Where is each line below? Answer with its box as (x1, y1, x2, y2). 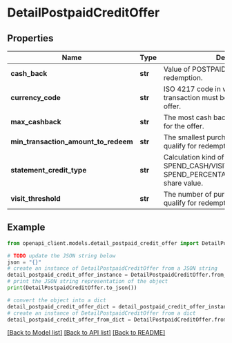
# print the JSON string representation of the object (7, 278, 168, 285)
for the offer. (163, 121, 204, 130)
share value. (163, 178, 204, 188)
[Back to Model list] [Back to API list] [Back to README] (7, 329, 166, 337)
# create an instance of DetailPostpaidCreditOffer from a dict (7, 309, 196, 317)
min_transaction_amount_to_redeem (10, 137, 133, 146)
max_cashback (10, 117, 61, 126)
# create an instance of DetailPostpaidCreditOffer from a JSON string (7, 265, 217, 272)
